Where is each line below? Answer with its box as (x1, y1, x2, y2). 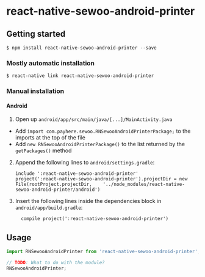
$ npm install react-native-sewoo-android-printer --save (6, 45, 157, 51)
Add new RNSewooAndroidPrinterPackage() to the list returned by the (15, 141, 185, 148)
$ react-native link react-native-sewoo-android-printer (6, 73, 154, 79)
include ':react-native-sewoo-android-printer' (15, 171, 138, 177)
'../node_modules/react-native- (103, 182, 185, 188)
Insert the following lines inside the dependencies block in (15, 198, 162, 205)
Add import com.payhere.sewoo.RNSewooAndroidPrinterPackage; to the (15, 127, 191, 135)
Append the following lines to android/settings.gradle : (15, 159, 155, 166)
